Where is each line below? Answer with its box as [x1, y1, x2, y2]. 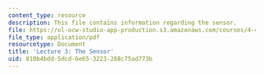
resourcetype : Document [8, 41, 86, 48]
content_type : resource [8, 11, 86, 20]
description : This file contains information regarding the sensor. [8, 19, 237, 27]
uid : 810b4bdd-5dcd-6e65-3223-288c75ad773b [8, 55, 153, 63]
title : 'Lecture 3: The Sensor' [8, 48, 114, 55]
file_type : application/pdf [8, 33, 101, 41]
